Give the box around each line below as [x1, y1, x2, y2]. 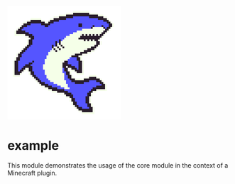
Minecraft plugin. [7, 168, 58, 177]
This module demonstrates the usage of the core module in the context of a [7, 161, 229, 169]
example [7, 138, 60, 154]
